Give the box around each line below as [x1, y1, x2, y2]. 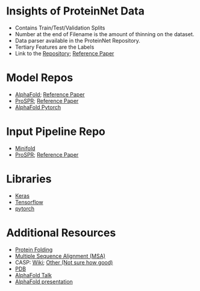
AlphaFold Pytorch [14, 104, 61, 111]
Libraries [6, 172, 52, 186]
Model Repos [6, 71, 73, 85]
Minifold [14, 145, 36, 152]
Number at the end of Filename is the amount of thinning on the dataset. [14, 30, 195, 37]
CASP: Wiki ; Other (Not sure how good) [14, 258, 113, 266]
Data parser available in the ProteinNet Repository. [14, 37, 140, 44]
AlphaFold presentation [14, 278, 73, 285]
